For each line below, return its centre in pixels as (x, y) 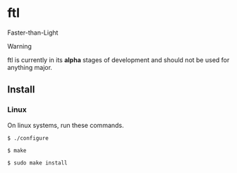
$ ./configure (28, 138)
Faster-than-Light (33, 32)
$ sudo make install (38, 163)
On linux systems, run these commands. (66, 125)
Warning (19, 46)
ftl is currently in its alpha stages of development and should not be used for (119, 60)
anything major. (30, 67)
